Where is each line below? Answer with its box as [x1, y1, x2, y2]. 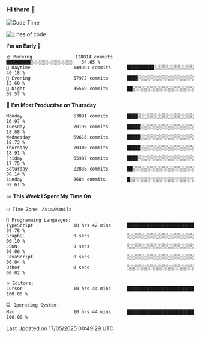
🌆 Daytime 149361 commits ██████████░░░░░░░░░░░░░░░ [6, 64, 195, 71]
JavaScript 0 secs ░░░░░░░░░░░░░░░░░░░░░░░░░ [6, 254, 195, 260]
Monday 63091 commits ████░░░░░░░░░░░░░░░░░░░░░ [6, 113, 195, 119]
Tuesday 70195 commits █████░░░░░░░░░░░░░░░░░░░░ [6, 124, 195, 130]
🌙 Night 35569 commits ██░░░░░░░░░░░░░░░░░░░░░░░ [6, 86, 195, 92]
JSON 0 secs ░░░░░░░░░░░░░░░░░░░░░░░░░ [6, 243, 195, 249]
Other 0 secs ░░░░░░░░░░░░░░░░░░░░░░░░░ [6, 264, 195, 271]
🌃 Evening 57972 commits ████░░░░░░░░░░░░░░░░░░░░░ [6, 75, 195, 81]
